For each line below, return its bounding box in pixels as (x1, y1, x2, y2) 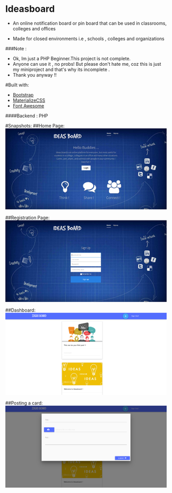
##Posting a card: (5, 400, 43, 406)
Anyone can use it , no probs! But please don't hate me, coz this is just (12, 61, 161, 67)
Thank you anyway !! (12, 71, 57, 78)
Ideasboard (5, 3, 55, 15)
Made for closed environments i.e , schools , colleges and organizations (12, 35, 165, 42)
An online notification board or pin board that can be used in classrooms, (12, 20, 167, 26)
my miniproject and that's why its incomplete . (12, 66, 110, 72)
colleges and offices (12, 25, 56, 31)
